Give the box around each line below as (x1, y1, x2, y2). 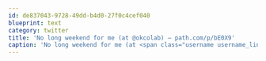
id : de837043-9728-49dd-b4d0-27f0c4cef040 (8, 11, 150, 20)
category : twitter (8, 26, 69, 34)
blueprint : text (8, 19, 62, 27)
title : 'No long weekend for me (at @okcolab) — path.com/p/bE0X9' (8, 33, 236, 42)
